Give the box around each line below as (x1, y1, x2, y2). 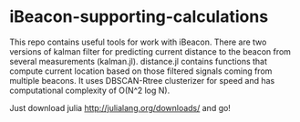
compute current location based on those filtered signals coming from (9, 66, 273, 76)
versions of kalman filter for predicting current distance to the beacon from (9, 46, 292, 56)
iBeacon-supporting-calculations (9, 6, 269, 27)
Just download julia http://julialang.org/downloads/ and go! (9, 102, 231, 113)
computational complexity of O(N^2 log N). (9, 85, 171, 96)
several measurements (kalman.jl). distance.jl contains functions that (9, 56, 267, 66)
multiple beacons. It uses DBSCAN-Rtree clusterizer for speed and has (9, 75, 275, 86)
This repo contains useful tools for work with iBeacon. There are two (9, 36, 267, 47)
